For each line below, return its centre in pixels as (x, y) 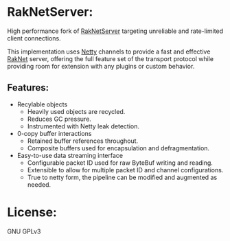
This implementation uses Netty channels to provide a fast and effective (109, 51)
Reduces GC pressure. (59, 119)
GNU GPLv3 (24, 231)
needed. (39, 184)
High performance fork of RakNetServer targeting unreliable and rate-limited (115, 31)
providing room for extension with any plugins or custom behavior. (101, 66)
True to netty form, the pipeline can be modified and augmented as (122, 177)
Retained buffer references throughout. (83, 141)
